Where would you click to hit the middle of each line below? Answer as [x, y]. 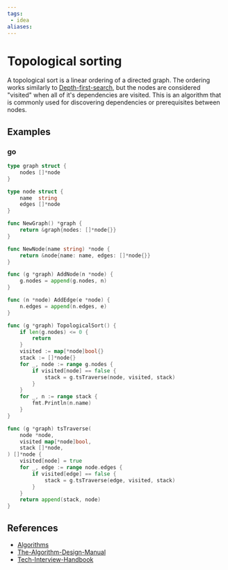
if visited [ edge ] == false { [74, 474]
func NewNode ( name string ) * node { [59, 249]
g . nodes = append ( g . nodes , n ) [64, 281]
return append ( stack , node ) [60, 500]
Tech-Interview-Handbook [55, 559]
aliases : [20, 26]
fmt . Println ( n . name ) [62, 403]
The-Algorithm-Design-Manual [62, 552]
